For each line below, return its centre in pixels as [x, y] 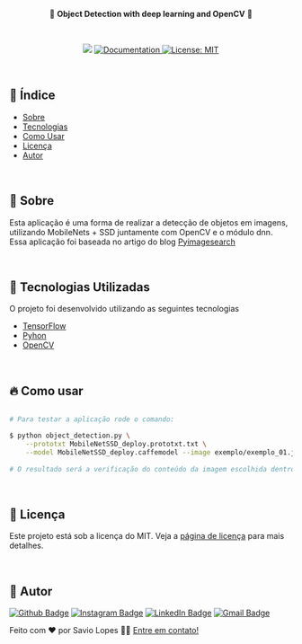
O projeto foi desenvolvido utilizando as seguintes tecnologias [124, 309]
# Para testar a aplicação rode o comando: [92, 419]
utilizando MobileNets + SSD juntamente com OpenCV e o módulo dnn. [141, 232]
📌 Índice [32, 96]
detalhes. [27, 546]
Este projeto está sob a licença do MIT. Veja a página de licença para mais [147, 536]
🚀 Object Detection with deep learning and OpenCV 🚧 [151, 14]
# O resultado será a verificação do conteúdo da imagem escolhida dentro [152, 469]
